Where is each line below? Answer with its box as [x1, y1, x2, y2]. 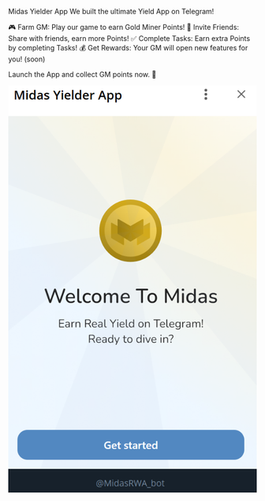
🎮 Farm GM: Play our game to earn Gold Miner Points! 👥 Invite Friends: [8, 23, 239, 32]
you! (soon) [8, 54, 46, 64]
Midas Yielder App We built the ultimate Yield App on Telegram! [8, 7, 215, 16]
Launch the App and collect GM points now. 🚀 [8, 70, 157, 79]
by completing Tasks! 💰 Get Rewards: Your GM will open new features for [8, 43, 248, 52]
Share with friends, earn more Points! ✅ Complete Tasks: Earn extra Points [8, 34, 251, 43]
